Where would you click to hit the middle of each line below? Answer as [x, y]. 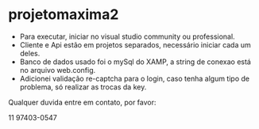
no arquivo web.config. [58, 70]
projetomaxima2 [64, 15]
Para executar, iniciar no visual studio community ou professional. [128, 36]
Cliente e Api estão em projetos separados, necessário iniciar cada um [135, 44]
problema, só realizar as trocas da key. [83, 87]
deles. [30, 53]
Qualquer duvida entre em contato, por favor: [82, 102]
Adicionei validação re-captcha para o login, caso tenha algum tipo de [135, 78]
